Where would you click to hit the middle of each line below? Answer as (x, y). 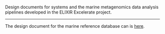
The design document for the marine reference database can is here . (75, 26)
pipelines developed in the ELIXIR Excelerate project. (58, 12)
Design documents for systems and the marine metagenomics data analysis (82, 7)
